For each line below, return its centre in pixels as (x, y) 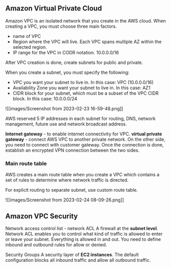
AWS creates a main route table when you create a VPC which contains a (82, 175)
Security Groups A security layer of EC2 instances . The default (72, 254)
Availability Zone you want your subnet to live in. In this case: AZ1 (81, 88)
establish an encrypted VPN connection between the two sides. (72, 150)
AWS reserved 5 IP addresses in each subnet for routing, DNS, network (81, 118)
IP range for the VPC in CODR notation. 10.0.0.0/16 (66, 52)
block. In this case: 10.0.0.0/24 (45, 98)
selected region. (30, 47)
